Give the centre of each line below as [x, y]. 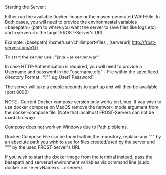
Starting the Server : [26, 7]
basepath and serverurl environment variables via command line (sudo [77, 162]
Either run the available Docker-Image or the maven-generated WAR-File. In [83, 17]
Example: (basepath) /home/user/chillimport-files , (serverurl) [68, 42]
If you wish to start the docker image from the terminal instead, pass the [79, 157]
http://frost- [144, 42]
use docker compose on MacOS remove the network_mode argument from [82, 107]
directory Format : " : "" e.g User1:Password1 [50, 77]
